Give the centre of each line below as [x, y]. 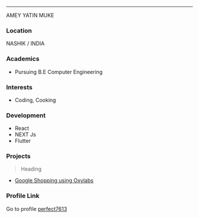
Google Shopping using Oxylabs [54, 181]
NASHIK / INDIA [25, 44]
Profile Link [23, 196]
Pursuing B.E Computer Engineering [59, 72]
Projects [18, 156]
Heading [31, 169]
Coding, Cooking [35, 100]
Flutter [23, 141]
